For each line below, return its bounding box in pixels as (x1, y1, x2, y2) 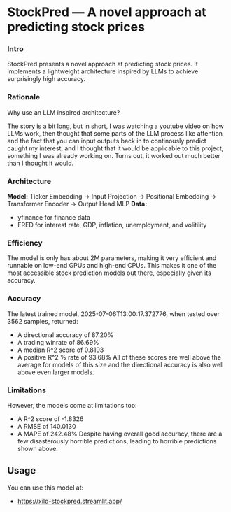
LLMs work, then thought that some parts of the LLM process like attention (7, 129, 223, 137)
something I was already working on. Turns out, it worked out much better (7, 151, 220, 159)
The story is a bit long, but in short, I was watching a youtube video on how (7, 122, 224, 130)
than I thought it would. (7, 159, 74, 167)
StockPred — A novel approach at (7, 4, 206, 20)
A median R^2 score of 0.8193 (17, 346, 104, 354)
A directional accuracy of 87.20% (17, 330, 114, 339)
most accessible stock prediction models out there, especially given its (7, 269, 211, 277)
